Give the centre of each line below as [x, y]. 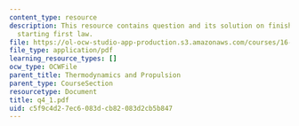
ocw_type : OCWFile [43, 67]
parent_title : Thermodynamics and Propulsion [95, 75]
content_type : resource [53, 17]
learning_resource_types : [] [63, 59]
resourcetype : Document [53, 91]
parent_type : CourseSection [61, 83]
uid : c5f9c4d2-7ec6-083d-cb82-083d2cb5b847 [91, 108]
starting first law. [55, 34]
